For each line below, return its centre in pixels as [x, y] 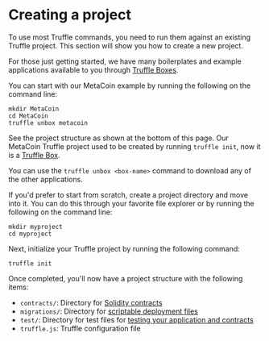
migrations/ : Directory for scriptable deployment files [109, 311]
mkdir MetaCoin [34, 109]
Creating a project [70, 15]
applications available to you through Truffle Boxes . [93, 69]
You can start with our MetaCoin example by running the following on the [130, 85]
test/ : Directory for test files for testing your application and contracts [137, 319]
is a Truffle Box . [34, 155]
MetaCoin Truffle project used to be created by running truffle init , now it [134, 146]
